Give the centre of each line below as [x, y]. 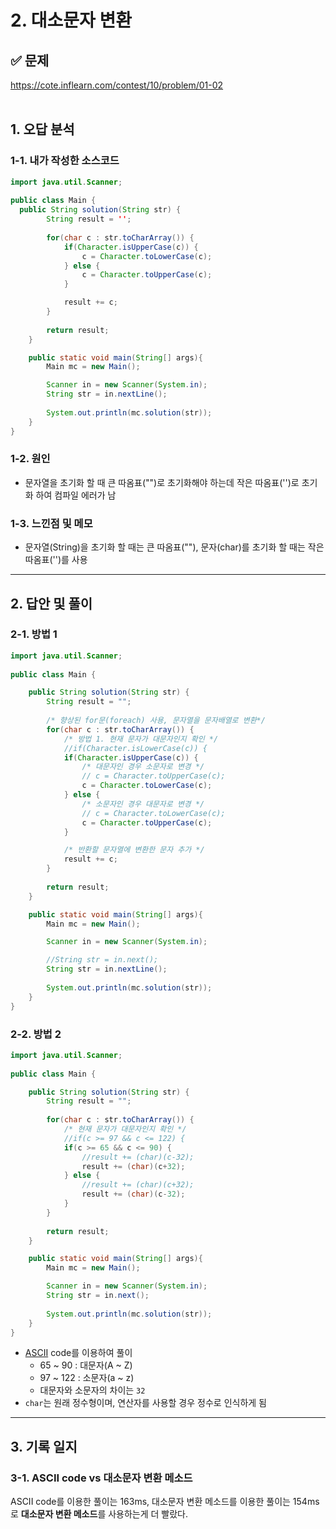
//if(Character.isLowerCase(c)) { [135, 748]
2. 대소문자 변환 [71, 20]
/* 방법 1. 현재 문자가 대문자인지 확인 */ [141, 739]
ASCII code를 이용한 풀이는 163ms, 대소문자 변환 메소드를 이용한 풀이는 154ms [165, 1502]
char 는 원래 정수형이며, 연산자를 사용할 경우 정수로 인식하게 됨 [145, 1403]
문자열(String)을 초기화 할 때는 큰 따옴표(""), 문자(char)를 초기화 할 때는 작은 [174, 547]
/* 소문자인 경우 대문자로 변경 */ [143, 804]
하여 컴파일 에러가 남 [76, 495]
